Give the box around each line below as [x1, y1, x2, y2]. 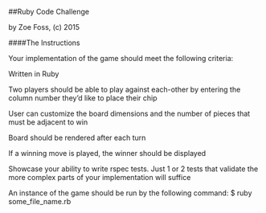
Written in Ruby [8, 69, 59, 79]
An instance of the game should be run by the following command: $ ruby [8, 188, 252, 198]
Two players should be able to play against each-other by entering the [8, 84, 241, 94]
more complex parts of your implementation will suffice [8, 173, 191, 182]
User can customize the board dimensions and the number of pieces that [8, 109, 251, 118]
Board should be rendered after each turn [8, 133, 146, 142]
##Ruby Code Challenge [8, 7, 90, 16]
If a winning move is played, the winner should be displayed [8, 149, 207, 158]
